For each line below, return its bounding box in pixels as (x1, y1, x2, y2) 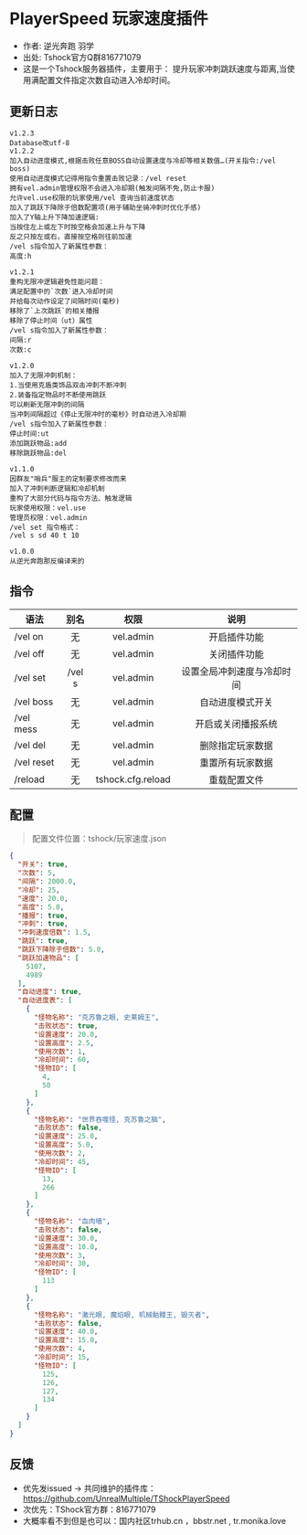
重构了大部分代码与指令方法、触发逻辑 (9, 493, 132, 503)
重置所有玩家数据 (199, 756, 273, 768)
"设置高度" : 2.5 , (33, 1038, 94, 1047)
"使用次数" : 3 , (33, 1251, 87, 1260)
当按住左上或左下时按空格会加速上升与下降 (9, 222, 146, 231)
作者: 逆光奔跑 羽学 (22, 40, 94, 51)
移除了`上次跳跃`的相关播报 (9, 306, 101, 315)
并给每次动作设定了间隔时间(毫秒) (9, 296, 121, 306)
